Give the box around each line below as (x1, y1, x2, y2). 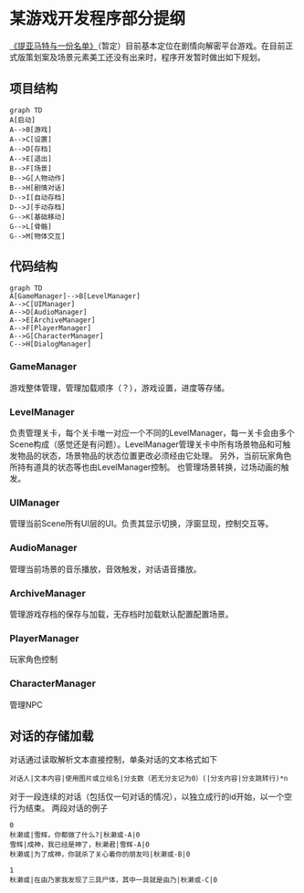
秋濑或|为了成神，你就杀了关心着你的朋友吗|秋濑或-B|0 (9, 850, 191, 859)
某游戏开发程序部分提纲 (9, 8, 186, 29)
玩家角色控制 (9, 654, 58, 665)
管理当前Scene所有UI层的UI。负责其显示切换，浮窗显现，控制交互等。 (9, 518, 274, 529)
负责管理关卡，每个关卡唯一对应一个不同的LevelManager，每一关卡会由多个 (9, 428, 295, 439)
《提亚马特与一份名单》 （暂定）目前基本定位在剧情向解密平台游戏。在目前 (9, 40, 286, 51)
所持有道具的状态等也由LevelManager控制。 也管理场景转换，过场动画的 (9, 462, 281, 472)
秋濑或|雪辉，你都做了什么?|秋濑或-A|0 (9, 831, 141, 840)
